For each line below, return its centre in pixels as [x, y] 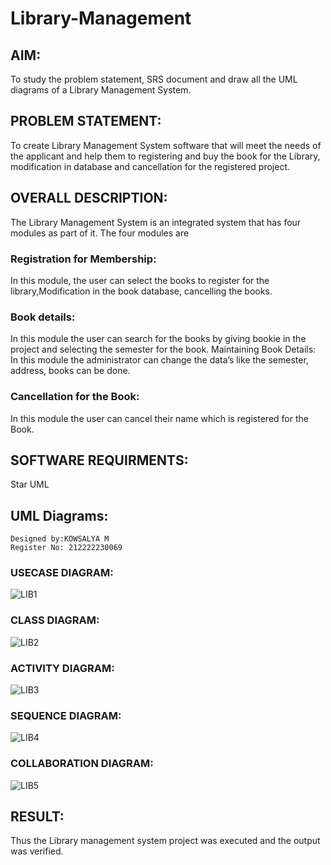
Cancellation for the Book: [75, 397]
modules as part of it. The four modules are [100, 233]
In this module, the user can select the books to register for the [140, 280]
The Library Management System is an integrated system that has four [156, 222]
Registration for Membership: [83, 259]
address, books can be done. [70, 371]
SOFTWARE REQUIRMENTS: [99, 460]
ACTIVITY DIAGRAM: [62, 668]
